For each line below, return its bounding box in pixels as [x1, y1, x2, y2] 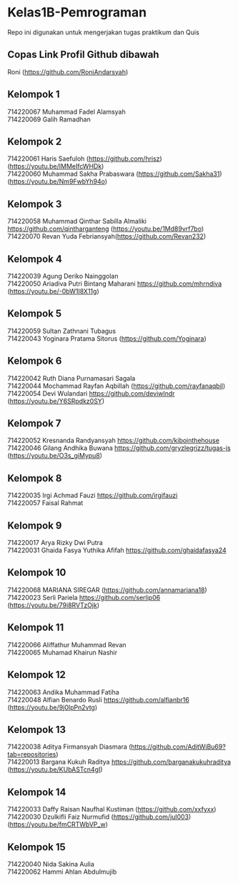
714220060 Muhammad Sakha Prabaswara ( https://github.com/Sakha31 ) [7, 169, 223, 179]
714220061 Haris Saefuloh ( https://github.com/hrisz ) [7, 154, 162, 163]
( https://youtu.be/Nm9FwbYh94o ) [7, 177, 108, 186]
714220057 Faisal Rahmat [7, 499, 84, 507]
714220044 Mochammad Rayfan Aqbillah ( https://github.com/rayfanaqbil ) [7, 381, 226, 390]
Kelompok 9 [7, 519, 62, 532]
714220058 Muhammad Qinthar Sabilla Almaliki [7, 217, 147, 226]
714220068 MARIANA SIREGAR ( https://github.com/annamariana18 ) [7, 585, 207, 594]
